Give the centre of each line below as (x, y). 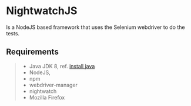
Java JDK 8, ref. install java (62, 66)
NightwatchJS (42, 11)
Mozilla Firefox (47, 97)
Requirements (32, 52)
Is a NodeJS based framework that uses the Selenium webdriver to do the (95, 27)
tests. (13, 33)
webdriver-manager (53, 85)
